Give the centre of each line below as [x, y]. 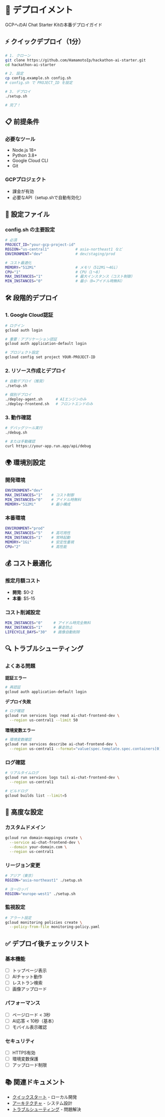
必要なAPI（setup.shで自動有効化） [48, 197]
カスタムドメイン [25, 827]
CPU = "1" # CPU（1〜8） [54, 272]
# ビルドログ [16, 791]
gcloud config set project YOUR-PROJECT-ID [50, 357]
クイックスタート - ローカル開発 [44, 1097]
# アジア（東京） [20, 876]
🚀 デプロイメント [39, 10]
